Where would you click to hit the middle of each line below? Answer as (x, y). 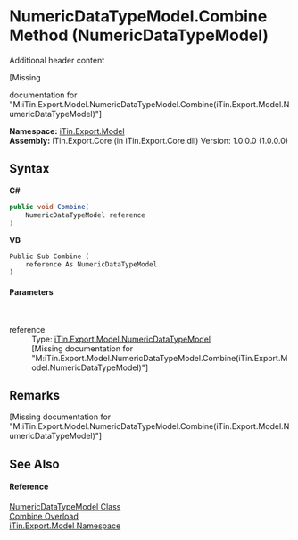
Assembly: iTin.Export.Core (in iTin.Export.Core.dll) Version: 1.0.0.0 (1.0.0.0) (149, 140)
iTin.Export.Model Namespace (65, 526)
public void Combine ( (50, 207)
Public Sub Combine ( (50, 257)
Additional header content (57, 60)
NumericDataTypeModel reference (85, 215)
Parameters (31, 291)
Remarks (35, 395)
